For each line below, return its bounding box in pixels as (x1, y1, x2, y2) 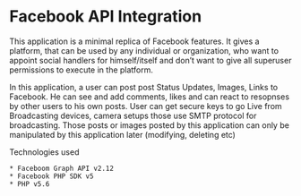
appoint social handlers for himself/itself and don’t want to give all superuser (9, 55, 292, 65)
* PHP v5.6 (9, 179, 50, 189)
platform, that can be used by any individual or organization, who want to (9, 45, 279, 55)
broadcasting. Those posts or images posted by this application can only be (9, 119, 289, 131)
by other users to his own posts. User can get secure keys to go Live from (9, 100, 282, 111)
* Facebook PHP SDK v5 (9, 172, 94, 181)
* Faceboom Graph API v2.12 (9, 164, 115, 173)
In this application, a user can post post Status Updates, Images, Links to (9, 81, 279, 92)
